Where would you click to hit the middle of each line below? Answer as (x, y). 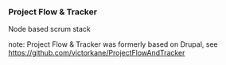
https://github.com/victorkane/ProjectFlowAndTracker (97, 53)
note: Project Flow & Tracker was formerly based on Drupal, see (113, 44)
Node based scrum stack (49, 29)
